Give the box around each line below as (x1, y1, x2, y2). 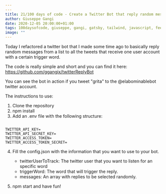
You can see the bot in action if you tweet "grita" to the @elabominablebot (5, 78, 157, 84)
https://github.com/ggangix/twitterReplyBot (5, 69, 94, 74)
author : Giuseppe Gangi (5, 16, 54, 21)
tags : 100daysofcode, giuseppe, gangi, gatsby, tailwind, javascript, (5, 26, 154, 31)
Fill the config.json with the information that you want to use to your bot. (12, 149, 159, 154)
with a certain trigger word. (5, 54, 61, 60)
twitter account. (5, 84, 38, 89)
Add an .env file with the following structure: (12, 113, 103, 119)
